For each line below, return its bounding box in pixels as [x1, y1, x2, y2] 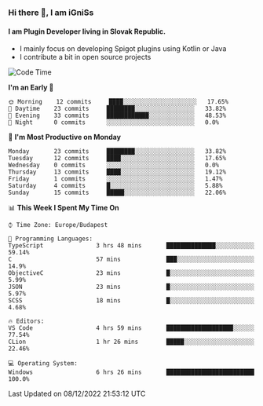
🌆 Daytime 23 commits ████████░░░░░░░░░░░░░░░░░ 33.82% [8, 105, 226, 113]
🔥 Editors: [8, 317, 45, 325]
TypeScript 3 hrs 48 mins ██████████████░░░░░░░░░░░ [8, 242, 255, 250]
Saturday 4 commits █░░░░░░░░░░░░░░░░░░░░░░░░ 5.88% [8, 182, 223, 190]
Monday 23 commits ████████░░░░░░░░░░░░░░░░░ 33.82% [8, 148, 226, 155]
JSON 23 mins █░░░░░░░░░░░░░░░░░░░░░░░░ [8, 283, 255, 291]
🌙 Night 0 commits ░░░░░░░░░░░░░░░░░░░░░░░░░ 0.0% [8, 119, 220, 126]
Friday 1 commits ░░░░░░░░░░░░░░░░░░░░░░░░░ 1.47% [8, 175, 223, 183]
